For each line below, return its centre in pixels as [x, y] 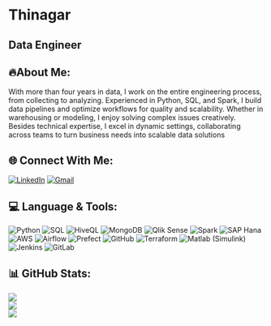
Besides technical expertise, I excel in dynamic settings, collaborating [125, 127]
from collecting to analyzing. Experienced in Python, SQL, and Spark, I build [135, 101]
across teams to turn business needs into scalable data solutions [117, 135]
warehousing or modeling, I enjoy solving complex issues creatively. [123, 118]
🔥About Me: [40, 72]
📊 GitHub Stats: [50, 274]
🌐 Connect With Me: [61, 160]
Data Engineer [45, 45]
